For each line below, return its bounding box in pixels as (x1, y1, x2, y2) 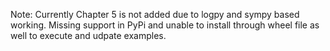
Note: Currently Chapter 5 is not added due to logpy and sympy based (10, 9, 300, 20)
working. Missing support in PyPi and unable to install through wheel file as (10, 19, 320, 31)
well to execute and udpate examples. (10, 30, 167, 41)
